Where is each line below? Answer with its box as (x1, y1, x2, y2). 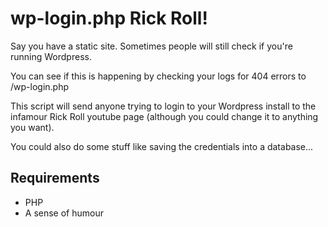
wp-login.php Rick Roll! (10, 7, 208, 30)
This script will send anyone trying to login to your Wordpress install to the (10, 100, 317, 112)
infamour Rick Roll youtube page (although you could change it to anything (10, 110, 319, 122)
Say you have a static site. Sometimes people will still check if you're (10, 40, 293, 52)
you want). (10, 121, 55, 133)
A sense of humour (24, 207, 104, 219)
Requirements (10, 170, 100, 187)
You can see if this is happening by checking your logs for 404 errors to (10, 70, 307, 82)
